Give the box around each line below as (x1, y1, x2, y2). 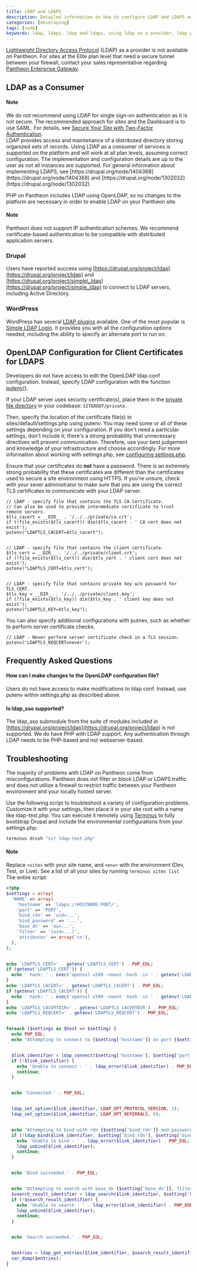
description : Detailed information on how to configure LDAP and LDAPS (6, 14, 185, 20)
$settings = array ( (6, 890, 54, 896)
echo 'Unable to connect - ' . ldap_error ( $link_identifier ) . (16, 1064, 175, 1069)
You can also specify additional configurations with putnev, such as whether (6, 617, 191, 624)
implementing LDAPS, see (6, 168, 69, 175)
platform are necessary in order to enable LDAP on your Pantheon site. (6, 198, 177, 205)
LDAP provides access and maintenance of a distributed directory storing (6, 136, 184, 144)
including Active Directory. (6, 290, 70, 297)
